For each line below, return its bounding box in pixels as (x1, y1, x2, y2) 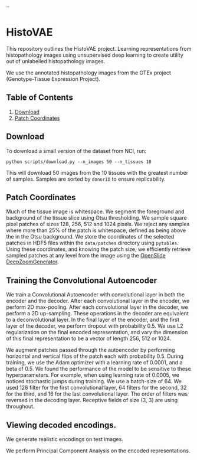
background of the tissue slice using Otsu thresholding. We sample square (6, 214, 187, 221)
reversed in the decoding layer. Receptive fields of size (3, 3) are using (6, 397, 178, 404)
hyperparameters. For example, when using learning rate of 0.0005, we (6, 371, 180, 379)
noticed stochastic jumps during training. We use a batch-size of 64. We (6, 378, 182, 385)
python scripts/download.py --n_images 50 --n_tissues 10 (6, 159, 152, 165)
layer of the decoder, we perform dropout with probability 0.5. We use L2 (6, 322, 184, 329)
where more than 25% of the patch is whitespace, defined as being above (6, 227, 186, 234)
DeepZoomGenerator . (6, 258, 59, 265)
